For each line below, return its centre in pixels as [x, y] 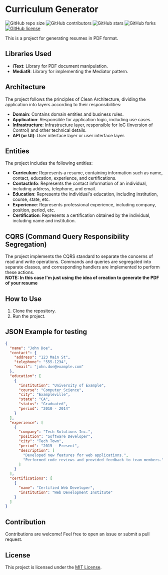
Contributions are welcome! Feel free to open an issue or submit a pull [77, 534]
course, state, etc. [31, 199]
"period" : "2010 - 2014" [44, 409]
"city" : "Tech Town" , [41, 441]
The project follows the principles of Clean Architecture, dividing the [75, 99]
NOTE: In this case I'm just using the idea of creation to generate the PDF [82, 278]
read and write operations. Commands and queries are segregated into [78, 262]
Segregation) [26, 244]
